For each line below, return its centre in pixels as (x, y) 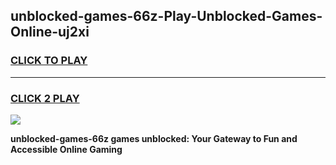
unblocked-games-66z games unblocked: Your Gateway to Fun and (154, 138)
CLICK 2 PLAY (45, 98)
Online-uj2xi (50, 32)
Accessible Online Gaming (66, 149)
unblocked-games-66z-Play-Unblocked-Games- (166, 16)
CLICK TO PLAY (49, 61)
